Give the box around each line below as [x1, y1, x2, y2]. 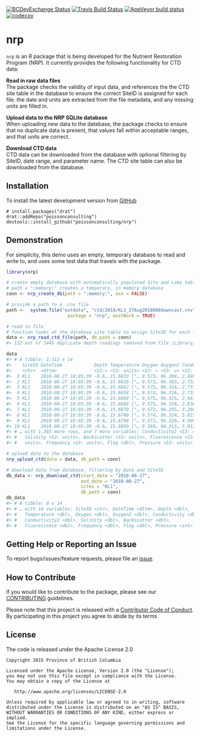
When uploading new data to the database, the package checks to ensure [6, 120, 187, 127]
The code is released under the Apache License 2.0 [6, 646, 133, 653]
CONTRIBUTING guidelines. [6, 595, 74, 602]
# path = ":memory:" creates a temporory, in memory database [6, 285, 164, 291]
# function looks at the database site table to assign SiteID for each [6, 329, 190, 335]
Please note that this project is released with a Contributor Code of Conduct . [6, 606, 194, 613]
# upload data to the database [6, 451, 84, 457]
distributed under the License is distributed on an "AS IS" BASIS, [6, 704, 180, 710]
